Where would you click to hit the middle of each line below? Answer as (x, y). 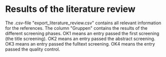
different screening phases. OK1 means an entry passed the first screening (82, 33)
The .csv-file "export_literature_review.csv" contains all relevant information (83, 23)
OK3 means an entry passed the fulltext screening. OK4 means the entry (80, 44)
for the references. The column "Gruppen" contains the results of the (76, 28)
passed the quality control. (33, 49)
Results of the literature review (70, 9)
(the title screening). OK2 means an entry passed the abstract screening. (80, 39)
